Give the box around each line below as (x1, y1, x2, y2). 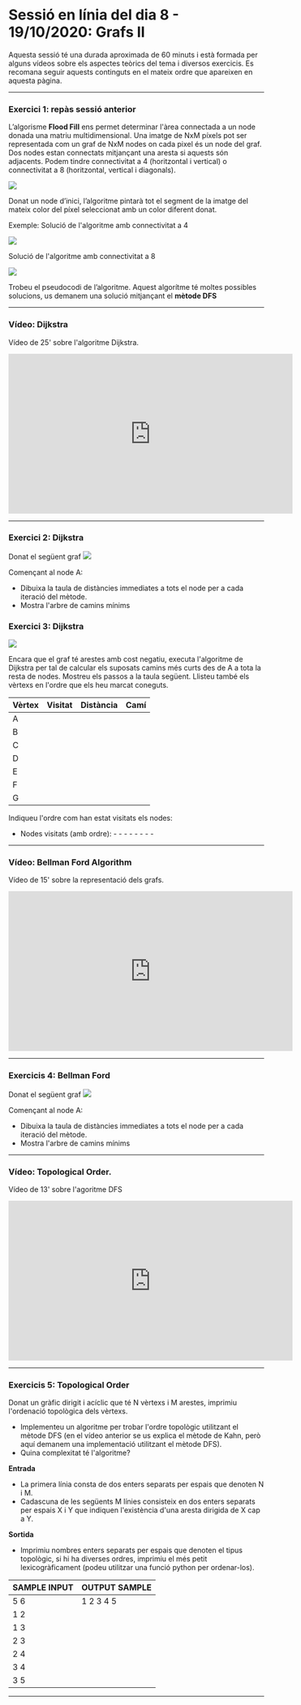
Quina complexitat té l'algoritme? (19, 1448, 131, 1458)
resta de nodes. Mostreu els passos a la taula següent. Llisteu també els (8, 671, 250, 681)
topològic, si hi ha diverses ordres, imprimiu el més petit (19, 1554, 208, 1564)
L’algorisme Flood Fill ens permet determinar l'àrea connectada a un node (8, 122, 256, 132)
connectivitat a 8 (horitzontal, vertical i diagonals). (8, 165, 176, 175)
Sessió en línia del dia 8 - (8, 6, 180, 24)
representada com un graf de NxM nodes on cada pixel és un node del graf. (8, 140, 262, 149)
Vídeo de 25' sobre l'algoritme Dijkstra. (8, 337, 140, 347)
